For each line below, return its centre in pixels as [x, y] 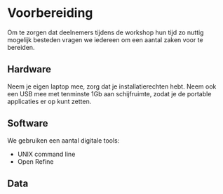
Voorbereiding [50, 13]
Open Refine [35, 161]
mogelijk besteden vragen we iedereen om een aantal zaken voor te [105, 39]
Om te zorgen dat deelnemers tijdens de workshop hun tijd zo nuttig [106, 32]
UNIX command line [46, 154]
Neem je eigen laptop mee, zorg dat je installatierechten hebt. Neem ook [112, 86]
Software [28, 123]
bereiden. [21, 47]
